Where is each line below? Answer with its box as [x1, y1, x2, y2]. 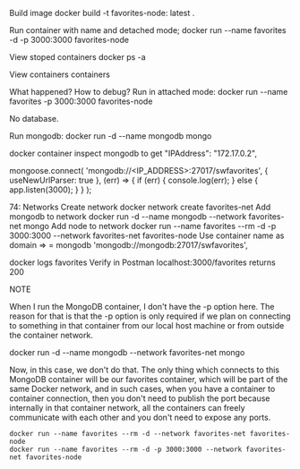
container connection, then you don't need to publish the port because [9, 393, 270, 404]
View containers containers [9, 69, 110, 80]
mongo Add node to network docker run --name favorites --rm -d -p [22, 221, 277, 231]
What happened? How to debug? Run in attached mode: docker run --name [9, 87, 288, 97]
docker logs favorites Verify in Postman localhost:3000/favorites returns [9, 257, 276, 268]
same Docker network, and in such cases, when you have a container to [9, 384, 276, 394]
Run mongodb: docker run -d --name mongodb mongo [9, 131, 212, 141]
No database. [9, 114, 59, 124]
